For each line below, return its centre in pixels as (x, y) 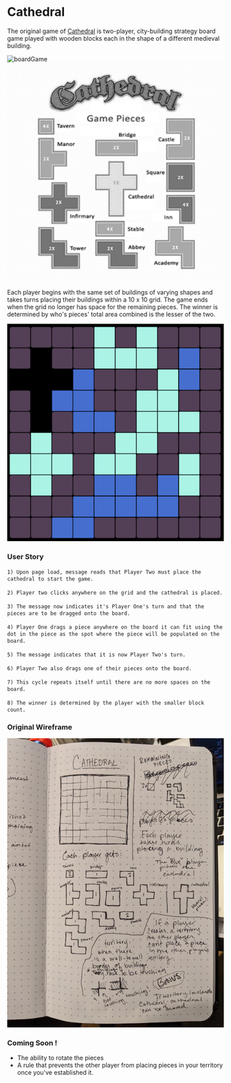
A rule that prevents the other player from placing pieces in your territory (120, 1065)
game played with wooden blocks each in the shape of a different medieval (113, 38)
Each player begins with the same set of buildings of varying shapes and (110, 292)
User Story (25, 557)
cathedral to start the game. (51, 579)
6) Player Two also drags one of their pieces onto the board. (100, 669)
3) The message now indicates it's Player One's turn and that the (106, 607)
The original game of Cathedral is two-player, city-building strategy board (111, 31)
